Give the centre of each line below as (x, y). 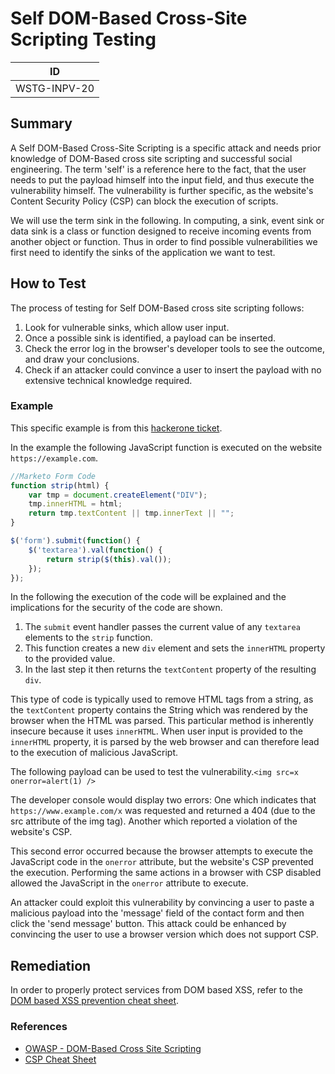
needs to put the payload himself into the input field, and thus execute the (162, 179)
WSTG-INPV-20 (55, 88)
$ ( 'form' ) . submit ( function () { (75, 541)
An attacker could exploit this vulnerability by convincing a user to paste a (162, 903)
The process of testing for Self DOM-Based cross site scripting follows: (157, 308)
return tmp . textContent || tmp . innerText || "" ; (131, 513)
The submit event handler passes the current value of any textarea (162, 627)
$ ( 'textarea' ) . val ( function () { (95, 550)
